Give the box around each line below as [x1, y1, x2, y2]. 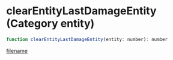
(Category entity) [6, 17, 95, 30]
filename [6, 47, 28, 54]
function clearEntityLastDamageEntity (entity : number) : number [6, 36, 168, 42]
